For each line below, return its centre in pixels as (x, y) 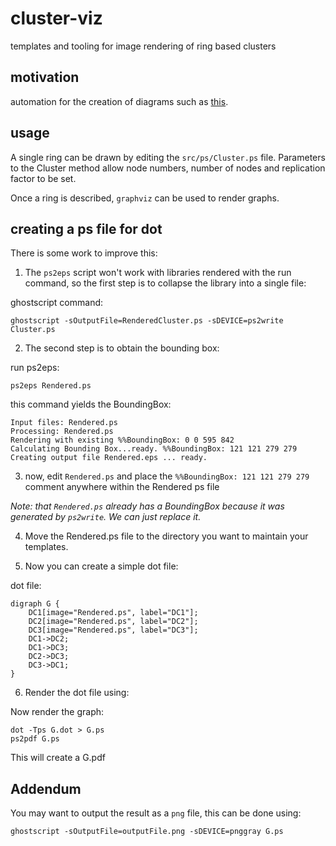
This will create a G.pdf (58, 758)
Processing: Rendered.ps (62, 432)
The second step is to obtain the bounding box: (122, 348)
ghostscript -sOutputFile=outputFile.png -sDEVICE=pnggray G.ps (147, 832)
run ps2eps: (35, 368)
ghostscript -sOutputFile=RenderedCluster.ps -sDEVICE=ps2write (147, 321)
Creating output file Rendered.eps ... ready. (109, 458)
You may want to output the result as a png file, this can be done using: (156, 813)
